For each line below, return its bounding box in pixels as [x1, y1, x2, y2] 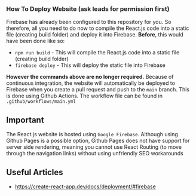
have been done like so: [6, 38, 65, 45]
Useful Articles [6, 167, 64, 177]
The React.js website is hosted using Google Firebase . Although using [6, 131, 178, 138]
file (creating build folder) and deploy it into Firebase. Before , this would [6, 31, 183, 38]
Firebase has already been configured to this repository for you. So [6, 19, 171, 26]
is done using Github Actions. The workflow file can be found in [6, 92, 163, 100]
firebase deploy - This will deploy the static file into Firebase [14, 62, 166, 69]
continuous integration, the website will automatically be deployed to [6, 79, 175, 87]
